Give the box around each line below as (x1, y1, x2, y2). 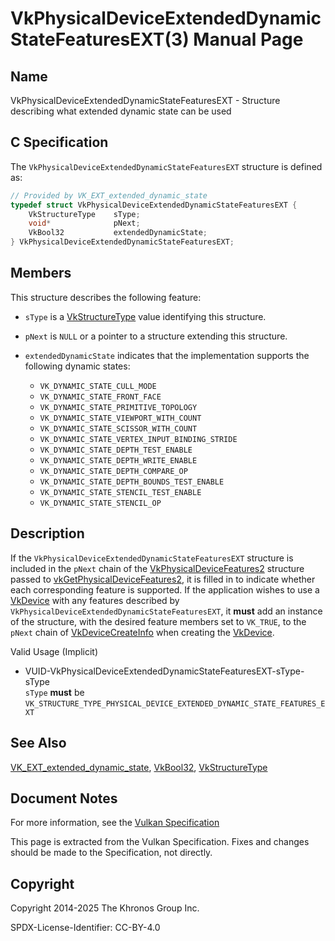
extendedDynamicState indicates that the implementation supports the (24, 349, 310, 361)
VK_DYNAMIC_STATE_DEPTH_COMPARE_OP (39, 466, 188, 476)
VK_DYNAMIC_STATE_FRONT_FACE (39, 392, 162, 402)
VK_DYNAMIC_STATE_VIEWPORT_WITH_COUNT (39, 413, 202, 423)
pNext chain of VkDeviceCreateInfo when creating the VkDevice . (10, 626, 275, 638)
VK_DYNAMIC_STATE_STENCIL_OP (39, 498, 162, 508)
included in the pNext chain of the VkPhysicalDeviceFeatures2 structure (10, 562, 305, 574)
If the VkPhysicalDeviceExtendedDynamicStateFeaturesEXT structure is (10, 552, 294, 564)
